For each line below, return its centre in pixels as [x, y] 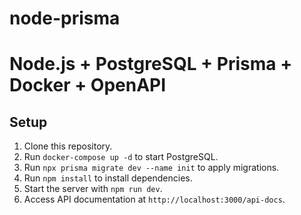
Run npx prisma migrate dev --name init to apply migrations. [151, 168]
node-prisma [65, 18]
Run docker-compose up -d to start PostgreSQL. [121, 157]
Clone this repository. [68, 146]
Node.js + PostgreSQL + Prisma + [151, 64]
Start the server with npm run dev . [93, 189]
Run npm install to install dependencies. [108, 178]
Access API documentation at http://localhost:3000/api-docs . [154, 199]
